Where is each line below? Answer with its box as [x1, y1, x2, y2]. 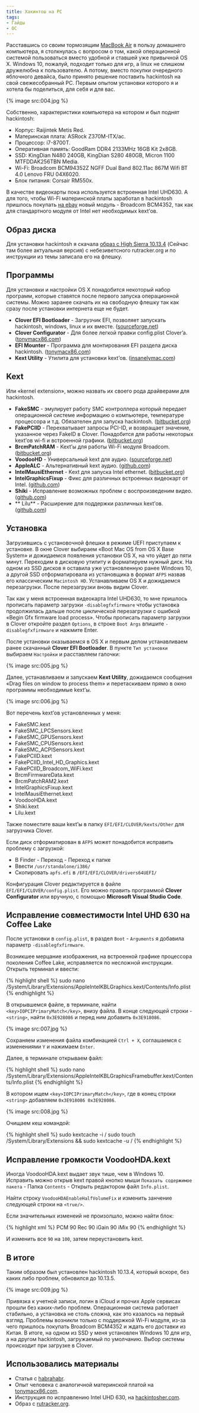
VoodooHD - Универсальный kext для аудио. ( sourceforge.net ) [14, 456, 173, 463]
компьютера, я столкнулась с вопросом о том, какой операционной [6, 48, 180, 55]
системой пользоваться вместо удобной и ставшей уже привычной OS [6, 54, 188, 61]
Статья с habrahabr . [14, 1374, 65, 1382]
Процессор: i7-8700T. [14, 139, 71, 146]
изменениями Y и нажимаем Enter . [6, 1043, 95, 1050]
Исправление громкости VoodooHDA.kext [6, 1155, 171, 1165]
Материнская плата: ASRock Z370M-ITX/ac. [14, 133, 126, 140]
